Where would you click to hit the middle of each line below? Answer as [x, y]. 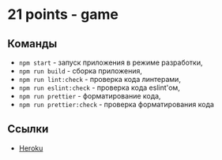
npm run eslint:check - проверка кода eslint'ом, [100, 87]
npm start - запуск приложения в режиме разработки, [111, 62]
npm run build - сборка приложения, [81, 71]
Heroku [31, 148]
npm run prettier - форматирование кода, [90, 96]
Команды [32, 44]
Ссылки [28, 129]
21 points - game [63, 15]
